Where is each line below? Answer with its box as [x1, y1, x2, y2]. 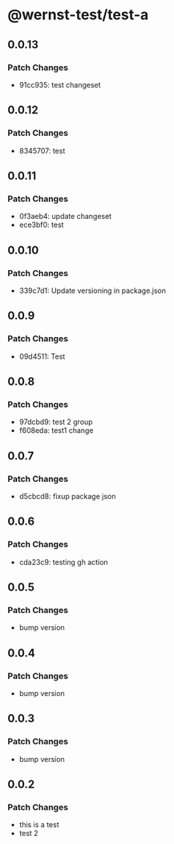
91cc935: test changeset [18, 80, 101, 89]
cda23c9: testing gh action [18, 557, 109, 566]
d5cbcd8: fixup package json [18, 492, 116, 500]
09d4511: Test [18, 352, 66, 361]
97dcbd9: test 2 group [18, 417, 93, 427]
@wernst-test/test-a [7, 6, 149, 24]
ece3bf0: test [18, 220, 64, 230]
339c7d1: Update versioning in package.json [18, 286, 166, 295]
